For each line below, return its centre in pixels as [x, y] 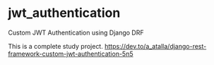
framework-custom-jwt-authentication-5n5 [71, 54]
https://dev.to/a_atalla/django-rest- [155, 46]
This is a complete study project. [55, 46]
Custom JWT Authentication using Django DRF [76, 32]
